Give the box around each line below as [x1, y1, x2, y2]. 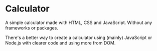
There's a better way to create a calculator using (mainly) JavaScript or [5, 34, 152, 40]
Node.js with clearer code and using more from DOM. [5, 39, 116, 45]
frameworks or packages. [5, 24, 59, 30]
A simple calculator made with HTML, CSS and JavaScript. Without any [5, 19, 152, 25]
